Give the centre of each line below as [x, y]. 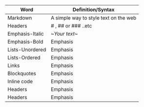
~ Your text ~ [64, 34]
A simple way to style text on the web [93, 18]
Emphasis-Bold [25, 42]
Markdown [20, 18]
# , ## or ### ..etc [71, 26]
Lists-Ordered [24, 57]
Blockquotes [22, 74]
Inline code [20, 81]
